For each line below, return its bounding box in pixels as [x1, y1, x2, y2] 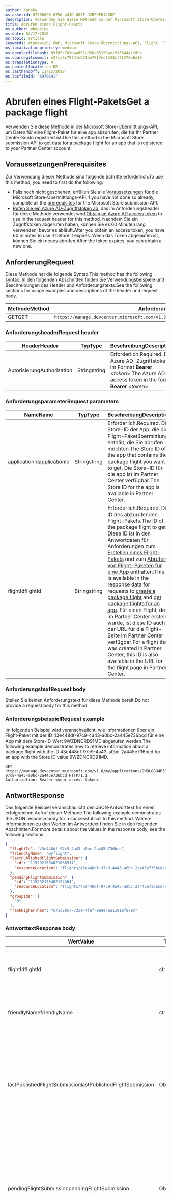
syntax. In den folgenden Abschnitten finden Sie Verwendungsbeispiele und [5, 276, 164, 283]
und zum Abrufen [125, 555, 167, 563]
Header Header [22, 342, 59, 349]
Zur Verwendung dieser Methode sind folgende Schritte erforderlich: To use [5, 173, 163, 180]
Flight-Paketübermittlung [107, 432, 168, 440]
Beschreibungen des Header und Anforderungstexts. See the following [5, 282, 153, 288]
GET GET [8, 314, 28, 321]
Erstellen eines [107, 549, 143, 556]
